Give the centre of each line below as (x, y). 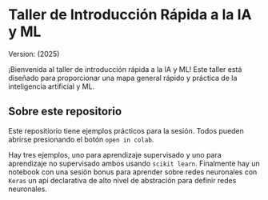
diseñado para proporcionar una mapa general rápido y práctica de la (123, 78)
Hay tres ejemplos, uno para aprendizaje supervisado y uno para (115, 154)
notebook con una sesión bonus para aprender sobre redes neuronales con (133, 172)
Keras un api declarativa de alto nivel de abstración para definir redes (122, 180)
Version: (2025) (34, 54)
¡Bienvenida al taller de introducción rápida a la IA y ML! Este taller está (125, 69)
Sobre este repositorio (65, 112)
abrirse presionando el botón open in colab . (81, 139)
